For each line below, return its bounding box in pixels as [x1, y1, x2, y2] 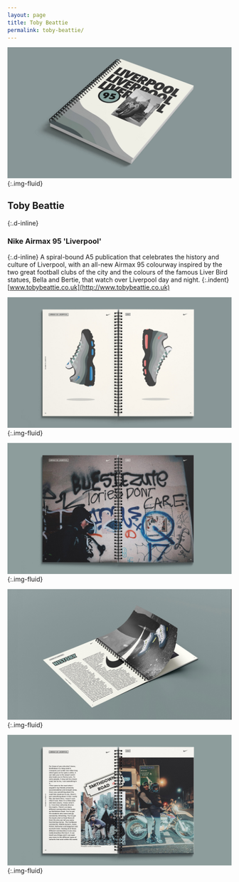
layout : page [7, 11, 46, 19]
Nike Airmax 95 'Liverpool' [7, 236, 102, 246]
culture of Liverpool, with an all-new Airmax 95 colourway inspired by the [7, 260, 223, 269]
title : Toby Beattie [7, 19, 69, 26]
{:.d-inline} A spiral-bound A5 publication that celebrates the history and [7, 252, 219, 261]
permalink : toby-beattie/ [7, 26, 84, 34]
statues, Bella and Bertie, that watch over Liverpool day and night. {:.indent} [7, 275, 230, 284]
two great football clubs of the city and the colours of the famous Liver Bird [7, 267, 228, 276]
